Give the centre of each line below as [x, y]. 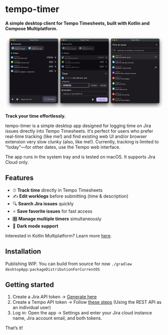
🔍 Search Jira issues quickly [43, 203]
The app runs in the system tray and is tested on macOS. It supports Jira [80, 157]
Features [19, 178]
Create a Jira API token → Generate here [55, 297]
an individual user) [32, 307]
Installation [23, 252]
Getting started [30, 285]
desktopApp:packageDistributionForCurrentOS [53, 269]
